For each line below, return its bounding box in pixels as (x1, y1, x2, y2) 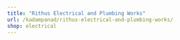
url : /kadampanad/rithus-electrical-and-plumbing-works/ (7, 16, 174, 23)
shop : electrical (7, 22, 57, 29)
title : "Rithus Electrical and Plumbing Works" (7, 9, 146, 17)
